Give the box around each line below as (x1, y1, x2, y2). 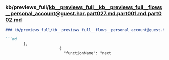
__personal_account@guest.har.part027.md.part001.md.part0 (5, 10, 162, 17)
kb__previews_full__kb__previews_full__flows (48, 4, 162, 11)
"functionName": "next (63, 50, 112, 56)
